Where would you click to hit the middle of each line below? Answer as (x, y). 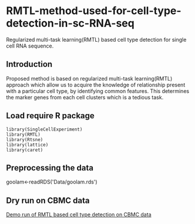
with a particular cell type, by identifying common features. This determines (98, 91)
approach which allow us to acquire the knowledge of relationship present (96, 85)
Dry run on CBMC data (48, 200)
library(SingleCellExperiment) (44, 129)
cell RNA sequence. (30, 46)
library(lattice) (27, 145)
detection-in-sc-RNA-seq (70, 23)
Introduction (29, 64)
